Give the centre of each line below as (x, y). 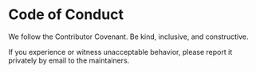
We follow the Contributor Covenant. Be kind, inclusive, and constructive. (128, 36)
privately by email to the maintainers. (69, 60)
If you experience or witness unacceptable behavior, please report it (120, 52)
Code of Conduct (66, 15)
